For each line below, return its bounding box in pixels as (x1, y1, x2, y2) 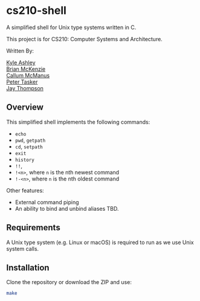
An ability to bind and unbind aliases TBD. (15, 205, 119, 212)
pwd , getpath (15, 136, 46, 144)
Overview (6, 102, 44, 113)
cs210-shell (6, 4, 66, 18)
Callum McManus (6, 71, 50, 79)
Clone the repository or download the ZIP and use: (6, 279, 132, 286)
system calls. (6, 245, 39, 252)
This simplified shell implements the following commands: (6, 118, 150, 125)
